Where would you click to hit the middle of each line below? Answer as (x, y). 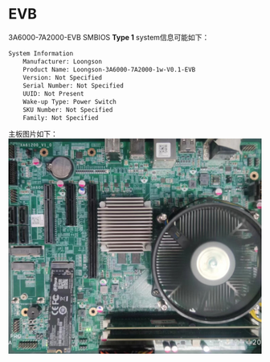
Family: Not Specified (61, 117)
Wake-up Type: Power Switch (70, 101)
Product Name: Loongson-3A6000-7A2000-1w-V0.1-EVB (109, 69)
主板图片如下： (33, 134)
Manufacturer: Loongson (63, 61)
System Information (41, 53)
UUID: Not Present (53, 93)
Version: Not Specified (63, 77)
